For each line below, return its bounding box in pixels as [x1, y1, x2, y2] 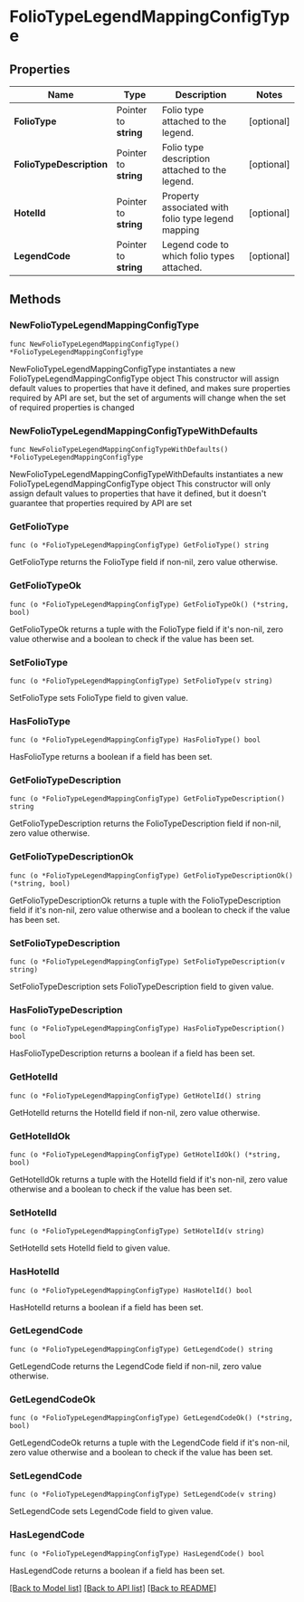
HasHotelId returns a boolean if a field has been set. [9, 1301, 204, 1312]
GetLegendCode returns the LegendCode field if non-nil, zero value [9, 1360, 262, 1371]
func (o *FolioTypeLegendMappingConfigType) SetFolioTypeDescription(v [9, 957, 285, 966]
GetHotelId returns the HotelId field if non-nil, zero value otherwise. [9, 1107, 261, 1118]
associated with [161, 201, 229, 214]
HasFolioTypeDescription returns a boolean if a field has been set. [9, 1048, 255, 1059]
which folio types [161, 250, 235, 262]
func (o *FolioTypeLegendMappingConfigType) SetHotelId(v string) [9, 1227, 265, 1236]
